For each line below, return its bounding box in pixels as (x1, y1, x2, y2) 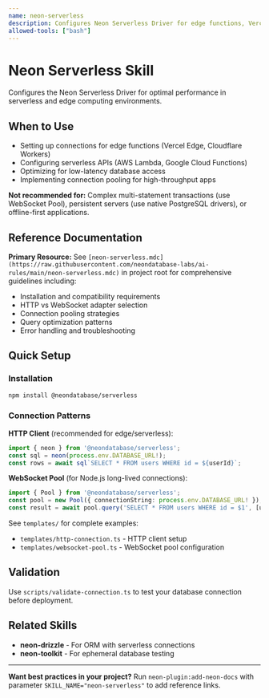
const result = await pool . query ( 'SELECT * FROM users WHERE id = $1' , (8, 504, 252, 512)
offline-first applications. (8, 208, 90, 217)
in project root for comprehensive (121, 267, 232, 277)
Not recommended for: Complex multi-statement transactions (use (8, 190, 231, 201)
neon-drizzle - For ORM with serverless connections (19, 639, 195, 650)
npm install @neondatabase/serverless (8, 391, 138, 400)
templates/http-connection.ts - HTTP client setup (19, 534, 187, 544)
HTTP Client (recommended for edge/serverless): (8, 428, 174, 438)
